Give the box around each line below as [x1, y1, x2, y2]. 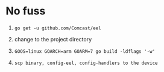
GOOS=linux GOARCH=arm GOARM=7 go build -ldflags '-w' [14, 48, 156, 55]
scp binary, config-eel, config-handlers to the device [14, 60, 158, 66]
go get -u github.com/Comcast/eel [14, 25, 101, 31]
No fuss [5, 4, 46, 18]
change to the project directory [14, 35, 92, 43]
